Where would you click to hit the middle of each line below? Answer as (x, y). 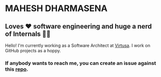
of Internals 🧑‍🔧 (28, 34)
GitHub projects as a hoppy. (33, 51)
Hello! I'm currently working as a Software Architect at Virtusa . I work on (78, 46)
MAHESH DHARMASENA (56, 8)
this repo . (17, 69)
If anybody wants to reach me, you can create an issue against (80, 63)
